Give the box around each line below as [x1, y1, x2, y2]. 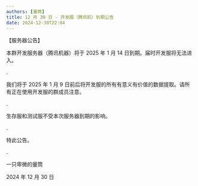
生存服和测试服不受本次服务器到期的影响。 [6, 112, 111, 119]
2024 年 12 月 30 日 [6, 174, 55, 181]
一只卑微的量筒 [6, 161, 43, 168]
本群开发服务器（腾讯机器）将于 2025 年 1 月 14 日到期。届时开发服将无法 [6, 49, 187, 56]
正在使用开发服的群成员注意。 [11, 89, 85, 96]
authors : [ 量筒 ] [6, 8, 45, 15]
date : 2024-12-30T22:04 [6, 20, 66, 26]
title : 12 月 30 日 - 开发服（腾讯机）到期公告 [6, 14, 115, 20]
